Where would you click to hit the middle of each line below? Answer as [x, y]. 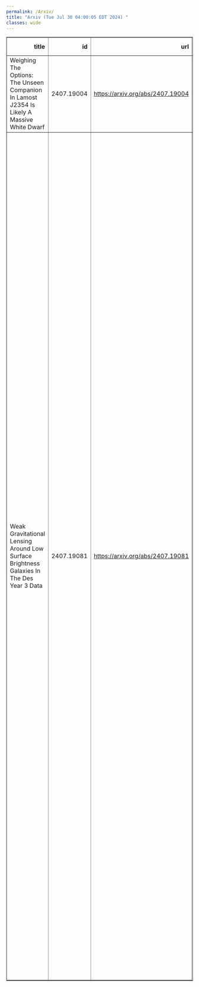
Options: [22, 75]
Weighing [23, 61]
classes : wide [24, 23]
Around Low [27, 549]
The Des [22, 578]
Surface [21, 556]
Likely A [21, 112]
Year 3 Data [26, 586]
